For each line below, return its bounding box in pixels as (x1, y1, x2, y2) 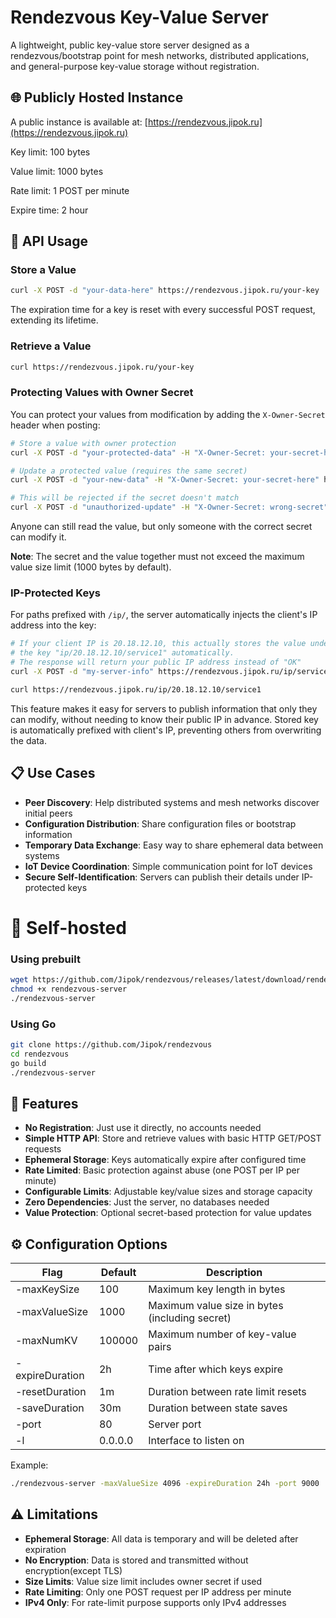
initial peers (24, 807, 73, 819)
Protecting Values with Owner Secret (10, 386, 194, 400)
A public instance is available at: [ (10, 116, 148, 128)
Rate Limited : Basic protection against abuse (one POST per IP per (24, 1164, 300, 1176)
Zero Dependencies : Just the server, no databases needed (24, 1196, 270, 1208)
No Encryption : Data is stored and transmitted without (24, 1554, 249, 1566)
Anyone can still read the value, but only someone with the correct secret (10, 521, 313, 533)
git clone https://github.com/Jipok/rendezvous (10, 1039, 213, 1050)
